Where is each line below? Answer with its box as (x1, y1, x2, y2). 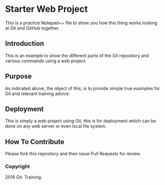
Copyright (5, 163, 30, 170)
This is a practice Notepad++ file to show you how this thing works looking (5, 20, 158, 26)
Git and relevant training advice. (5, 91, 70, 96)
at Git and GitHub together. (5, 25, 60, 31)
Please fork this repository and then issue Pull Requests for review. (5, 151, 141, 157)
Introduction (5, 40, 44, 48)
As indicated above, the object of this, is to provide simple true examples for (5, 85, 161, 91)
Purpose (5, 72, 32, 81)
